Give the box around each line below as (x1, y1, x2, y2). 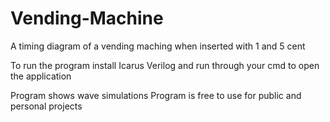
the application (10, 70, 72, 82)
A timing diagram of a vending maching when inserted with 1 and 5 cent (10, 40, 306, 52)
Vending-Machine (10, 7, 164, 30)
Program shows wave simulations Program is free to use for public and (10, 89, 302, 101)
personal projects (10, 100, 83, 112)
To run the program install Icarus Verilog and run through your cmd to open (10, 59, 320, 71)
